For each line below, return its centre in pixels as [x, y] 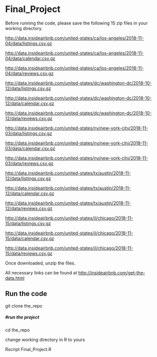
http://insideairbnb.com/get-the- [112, 272]
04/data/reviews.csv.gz [29, 73]
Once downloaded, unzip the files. [40, 263]
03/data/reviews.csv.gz [29, 163]
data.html [15, 278]
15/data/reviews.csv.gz [29, 253]
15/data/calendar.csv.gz [30, 238]
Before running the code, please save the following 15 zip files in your [77, 23]
